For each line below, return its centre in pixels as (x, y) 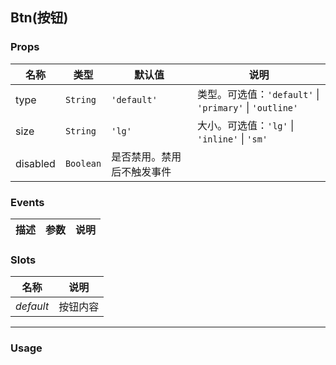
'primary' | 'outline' (247, 107)
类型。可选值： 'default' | (258, 94)
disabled (35, 163)
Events (27, 202)
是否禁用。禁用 (146, 156)
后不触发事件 (141, 171)
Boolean (83, 163)
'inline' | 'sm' (232, 138)
